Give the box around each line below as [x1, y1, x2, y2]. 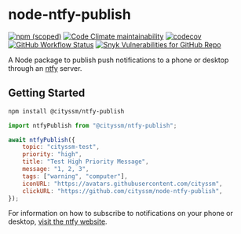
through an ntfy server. [8, 63, 82, 72]
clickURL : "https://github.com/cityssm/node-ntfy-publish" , [22, 187, 223, 195]
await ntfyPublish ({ [8, 136, 76, 143]
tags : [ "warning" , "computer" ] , [22, 172, 128, 180]
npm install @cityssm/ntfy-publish [8, 107, 125, 115]
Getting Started [8, 87, 86, 100]
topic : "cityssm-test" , [22, 143, 100, 151]
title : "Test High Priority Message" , [22, 158, 149, 166]
